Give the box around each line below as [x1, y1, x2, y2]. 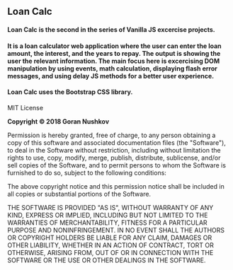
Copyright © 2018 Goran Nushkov [7, 117, 110, 126]
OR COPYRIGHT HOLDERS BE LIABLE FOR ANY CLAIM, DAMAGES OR [7, 233, 212, 242]
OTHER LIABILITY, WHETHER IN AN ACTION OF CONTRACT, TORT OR [7, 240, 214, 250]
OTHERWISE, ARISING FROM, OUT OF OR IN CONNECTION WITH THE [7, 248, 214, 257]
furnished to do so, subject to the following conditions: [7, 168, 166, 177]
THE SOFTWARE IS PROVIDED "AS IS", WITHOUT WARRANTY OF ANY [7, 203, 214, 211]
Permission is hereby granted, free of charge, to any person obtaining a [7, 131, 216, 139]
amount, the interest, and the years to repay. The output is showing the [7, 49, 221, 57]
